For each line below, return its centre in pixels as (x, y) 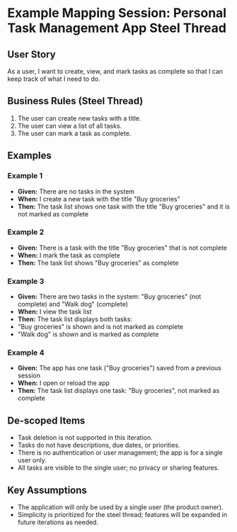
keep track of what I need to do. (54, 79)
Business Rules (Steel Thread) (75, 101)
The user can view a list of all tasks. (70, 126)
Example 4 (26, 353)
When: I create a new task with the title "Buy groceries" (99, 199)
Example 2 (26, 232)
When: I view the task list (54, 312)
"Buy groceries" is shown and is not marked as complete (100, 327)
